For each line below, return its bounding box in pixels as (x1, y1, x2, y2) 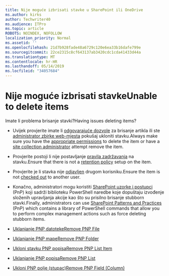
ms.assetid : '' (5, 40, 37, 45)
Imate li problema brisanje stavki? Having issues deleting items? (5, 117, 137, 124)
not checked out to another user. (12, 174, 81, 180)
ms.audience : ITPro (5, 21, 46, 27)
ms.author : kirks (5, 12, 42, 17)
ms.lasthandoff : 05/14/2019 (5, 64, 65, 69)
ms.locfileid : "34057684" (5, 69, 60, 74)
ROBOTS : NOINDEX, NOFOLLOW (5, 31, 62, 36)
